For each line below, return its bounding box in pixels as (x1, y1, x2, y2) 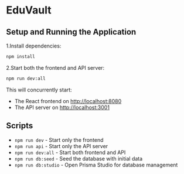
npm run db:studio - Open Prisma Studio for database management (14, 161, 178, 168)
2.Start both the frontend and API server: (6, 64, 105, 71)
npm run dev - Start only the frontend (14, 136, 104, 144)
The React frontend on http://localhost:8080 (14, 97, 122, 104)
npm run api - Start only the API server (14, 142, 108, 149)
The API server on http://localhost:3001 (14, 104, 110, 111)
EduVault (6, 4, 52, 17)
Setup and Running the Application (6, 27, 137, 37)
